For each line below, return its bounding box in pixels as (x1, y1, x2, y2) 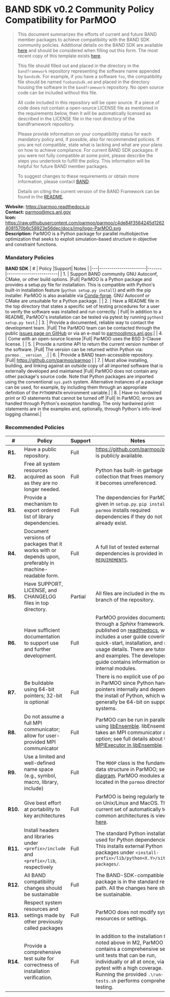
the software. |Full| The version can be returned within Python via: (5, 346, 143, 352)
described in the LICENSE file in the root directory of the (17, 115, 135, 121)
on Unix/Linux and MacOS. (95, 799, 159, 806)
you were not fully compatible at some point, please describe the (17, 152, 153, 158)
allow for (24, 732, 45, 739)
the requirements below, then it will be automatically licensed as (17, 110, 151, 116)
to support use (24, 639, 59, 646)
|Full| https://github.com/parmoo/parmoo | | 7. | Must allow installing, (5, 357, 148, 364)
